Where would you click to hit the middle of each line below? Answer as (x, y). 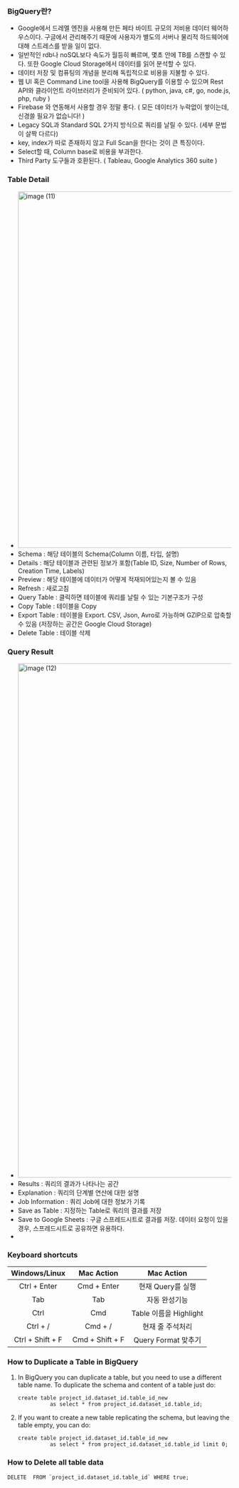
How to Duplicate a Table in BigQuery (73, 1362)
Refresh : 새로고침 (43, 588)
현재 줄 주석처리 (167, 1327)
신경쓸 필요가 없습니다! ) (51, 116)
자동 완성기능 (168, 1300)
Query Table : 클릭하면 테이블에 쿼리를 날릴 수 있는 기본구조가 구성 (110, 597)
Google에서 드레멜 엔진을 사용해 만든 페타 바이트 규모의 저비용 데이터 (113, 28)
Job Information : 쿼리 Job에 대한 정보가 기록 (81, 1201)
